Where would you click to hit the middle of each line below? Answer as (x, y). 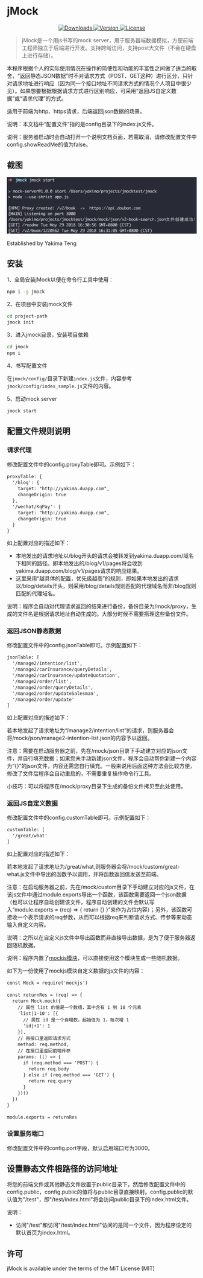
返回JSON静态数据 (34, 631)
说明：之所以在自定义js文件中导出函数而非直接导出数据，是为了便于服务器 (98, 938)
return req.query (50, 1081)
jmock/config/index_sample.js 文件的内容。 (61, 386)
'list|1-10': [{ (38, 1014)
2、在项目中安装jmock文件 (40, 304)
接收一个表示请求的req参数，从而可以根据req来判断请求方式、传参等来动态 (99, 917)
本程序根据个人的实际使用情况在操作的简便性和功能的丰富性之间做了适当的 (99, 68)
